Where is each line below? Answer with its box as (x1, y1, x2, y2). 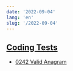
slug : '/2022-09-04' (6, 20, 59, 26)
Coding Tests (6, 42, 58, 52)
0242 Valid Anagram (15, 58, 67, 66)
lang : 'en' (6, 14, 34, 20)
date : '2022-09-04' (6, 8, 56, 15)
